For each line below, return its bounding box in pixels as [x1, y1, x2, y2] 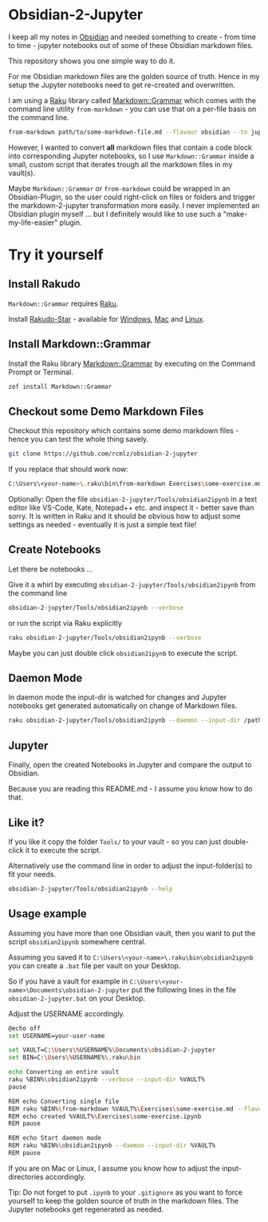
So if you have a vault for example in [8, 976, 128, 986]
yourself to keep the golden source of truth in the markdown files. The [8, 1196, 239, 1205]
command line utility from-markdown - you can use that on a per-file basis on [8, 104, 257, 114]
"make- [223, 209, 248, 218]
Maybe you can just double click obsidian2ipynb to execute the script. [8, 648, 238, 658]
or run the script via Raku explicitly [8, 618, 122, 627]
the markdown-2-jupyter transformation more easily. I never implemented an [8, 200, 260, 210]
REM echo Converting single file [8, 1097, 120, 1105]
